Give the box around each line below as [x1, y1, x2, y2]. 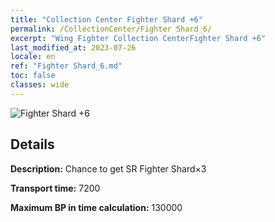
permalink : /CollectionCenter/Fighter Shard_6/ [10, 24, 213, 34]
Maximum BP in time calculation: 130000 [10, 201, 183, 213]
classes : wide [10, 80, 70, 90]
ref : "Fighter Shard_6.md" [10, 61, 123, 71]
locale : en [10, 52, 56, 62]
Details [10, 136, 55, 153]
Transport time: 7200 [10, 182, 101, 194]
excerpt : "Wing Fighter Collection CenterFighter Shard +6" [10, 33, 267, 43]
